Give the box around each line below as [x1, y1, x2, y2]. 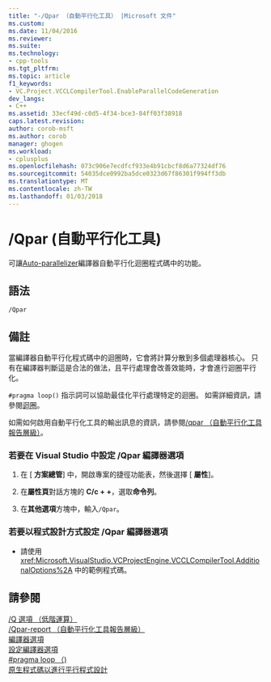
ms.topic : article [8, 72, 70, 80]
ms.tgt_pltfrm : [8, 65, 60, 73]
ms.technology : [8, 49, 60, 57]
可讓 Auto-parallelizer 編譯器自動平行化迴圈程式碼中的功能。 [8, 258, 206, 268]
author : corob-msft [8, 125, 74, 133]
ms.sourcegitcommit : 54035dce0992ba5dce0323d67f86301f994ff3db [8, 170, 227, 178]
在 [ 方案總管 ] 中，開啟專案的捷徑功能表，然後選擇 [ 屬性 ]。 [19, 470, 218, 480]
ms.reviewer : [8, 34, 53, 43]
